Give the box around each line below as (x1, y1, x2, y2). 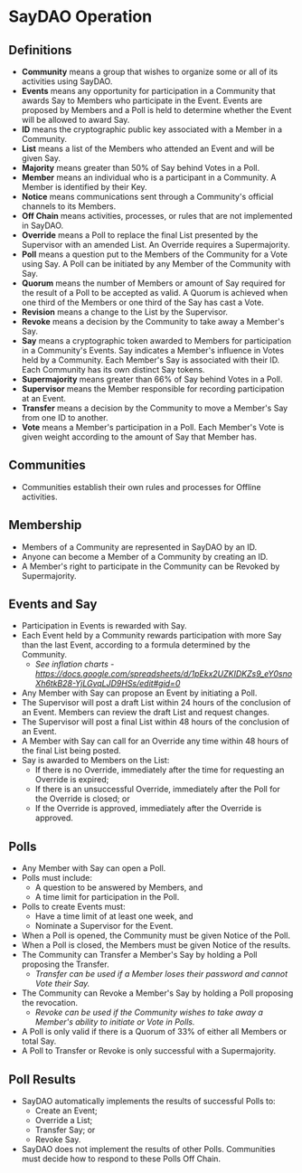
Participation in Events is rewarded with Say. (21, 620, 187, 631)
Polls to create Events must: (21, 902, 126, 913)
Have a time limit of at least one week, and (34, 911, 193, 922)
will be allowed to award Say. (21, 115, 130, 125)
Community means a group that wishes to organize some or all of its (21, 66, 278, 77)
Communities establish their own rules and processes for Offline (21, 481, 261, 492)
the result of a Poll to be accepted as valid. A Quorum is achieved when (21, 288, 288, 298)
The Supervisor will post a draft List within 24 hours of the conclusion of (21, 697, 291, 708)
